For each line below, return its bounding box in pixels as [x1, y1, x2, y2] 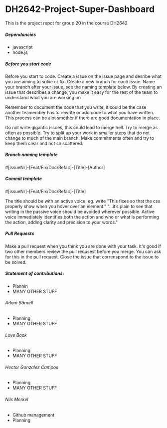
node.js [12, 49, 28, 55]
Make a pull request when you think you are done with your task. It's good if [5, 243, 161, 249]
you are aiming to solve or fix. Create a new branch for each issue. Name [5, 78, 156, 84]
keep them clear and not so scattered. [5, 140, 84, 146]
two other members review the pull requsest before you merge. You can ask [5, 248, 162, 254]
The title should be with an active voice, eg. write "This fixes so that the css [5, 198, 161, 204]
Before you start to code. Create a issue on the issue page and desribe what [5, 73, 162, 79]
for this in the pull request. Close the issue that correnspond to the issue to [5, 253, 159, 260]
